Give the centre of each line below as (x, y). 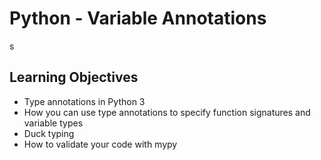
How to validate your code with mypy (100, 144)
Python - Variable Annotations (138, 18)
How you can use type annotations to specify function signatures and (167, 112)
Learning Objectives (74, 77)
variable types (53, 123)
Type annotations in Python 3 (84, 101)
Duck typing (49, 133)
